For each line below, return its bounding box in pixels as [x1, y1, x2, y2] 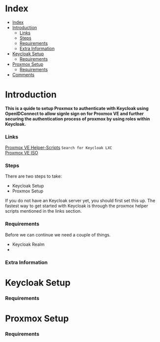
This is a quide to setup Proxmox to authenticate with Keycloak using [5, 105, 149, 111]
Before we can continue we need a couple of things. [5, 231, 111, 237]
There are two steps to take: [5, 173, 62, 179]
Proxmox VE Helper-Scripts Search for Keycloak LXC [5, 145, 112, 151]
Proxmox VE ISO [5, 150, 38, 156]
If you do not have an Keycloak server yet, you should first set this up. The [5, 198, 156, 204]
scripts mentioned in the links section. [5, 208, 82, 214]
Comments [12, 72, 35, 77]
